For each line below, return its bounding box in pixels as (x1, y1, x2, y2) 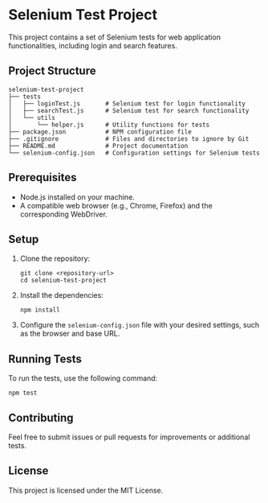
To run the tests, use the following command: (8, 373, 158, 383)
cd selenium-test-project (19, 276, 107, 285)
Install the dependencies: (19, 291, 104, 300)
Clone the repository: (19, 254, 91, 263)
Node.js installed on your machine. (19, 192, 135, 202)
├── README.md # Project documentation (8, 142, 189, 150)
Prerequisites (8, 171, 77, 184)
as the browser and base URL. (19, 328, 120, 339)
